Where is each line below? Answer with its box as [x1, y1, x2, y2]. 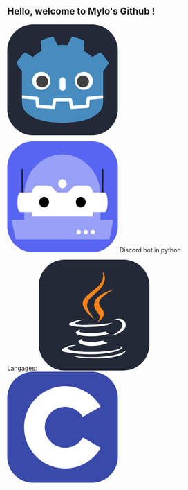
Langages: [7, 364, 37, 372]
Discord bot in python [119, 245, 181, 254]
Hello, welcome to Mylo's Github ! [7, 6, 156, 17]
